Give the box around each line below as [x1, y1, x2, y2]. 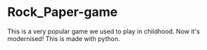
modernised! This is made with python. [7, 34, 120, 42]
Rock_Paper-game [7, 4, 118, 20]
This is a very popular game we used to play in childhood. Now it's [7, 27, 201, 35]
